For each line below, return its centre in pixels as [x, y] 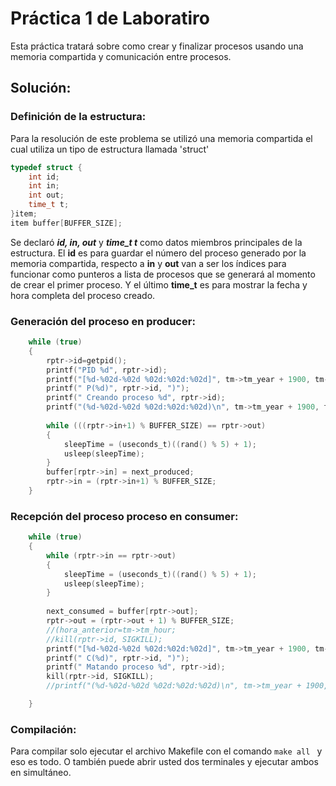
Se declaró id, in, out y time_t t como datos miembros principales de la [156, 242]
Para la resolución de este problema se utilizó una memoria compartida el [161, 138]
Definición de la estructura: [78, 117]
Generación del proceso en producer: [103, 321]
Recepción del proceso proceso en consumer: [124, 516]
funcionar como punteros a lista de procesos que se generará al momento [163, 274]
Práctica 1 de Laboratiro [110, 18]
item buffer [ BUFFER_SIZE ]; [66, 223]
